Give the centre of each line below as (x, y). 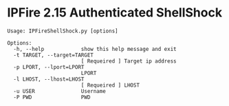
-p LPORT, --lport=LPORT (49, 67)
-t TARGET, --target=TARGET (54, 55)
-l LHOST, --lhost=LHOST (49, 79)
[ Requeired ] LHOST (110, 85)
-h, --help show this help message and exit (95, 49)
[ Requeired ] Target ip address (129, 61)
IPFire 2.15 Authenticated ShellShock (115, 13)
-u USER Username (60, 91)
